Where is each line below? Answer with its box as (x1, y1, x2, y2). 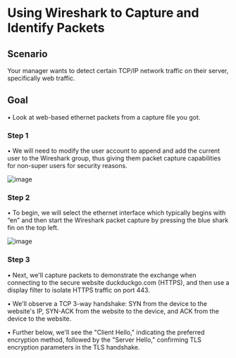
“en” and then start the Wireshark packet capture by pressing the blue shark (7, 216, 229, 224)
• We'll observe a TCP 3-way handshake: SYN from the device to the (7, 299, 208, 307)
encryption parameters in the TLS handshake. (7, 343, 140, 351)
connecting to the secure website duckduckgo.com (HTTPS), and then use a (7, 278, 230, 286)
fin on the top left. (7, 224, 59, 232)
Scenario (7, 48, 48, 60)
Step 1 (7, 130, 29, 140)
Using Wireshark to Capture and (7, 5, 199, 21)
